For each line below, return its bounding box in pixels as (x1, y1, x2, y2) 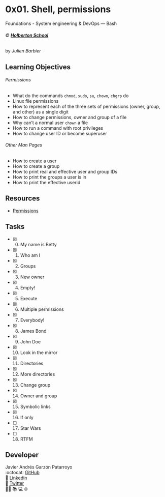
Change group (20, 382, 51, 388)
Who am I (20, 252, 41, 258)
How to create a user (12, 158, 57, 164)
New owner (20, 274, 45, 280)
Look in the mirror (20, 349, 58, 356)
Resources (5, 194, 40, 203)
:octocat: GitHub (5, 470, 40, 476)
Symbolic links (20, 403, 51, 410)
